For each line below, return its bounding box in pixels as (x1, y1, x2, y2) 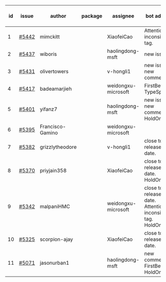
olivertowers (40, 68, 69, 75)
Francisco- (40, 123, 66, 130)
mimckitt (40, 33, 60, 40)
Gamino (40, 129, 58, 136)
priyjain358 (40, 167, 67, 174)
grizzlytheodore (40, 144, 77, 150)
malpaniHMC (40, 203, 70, 210)
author (50, 12, 67, 19)
